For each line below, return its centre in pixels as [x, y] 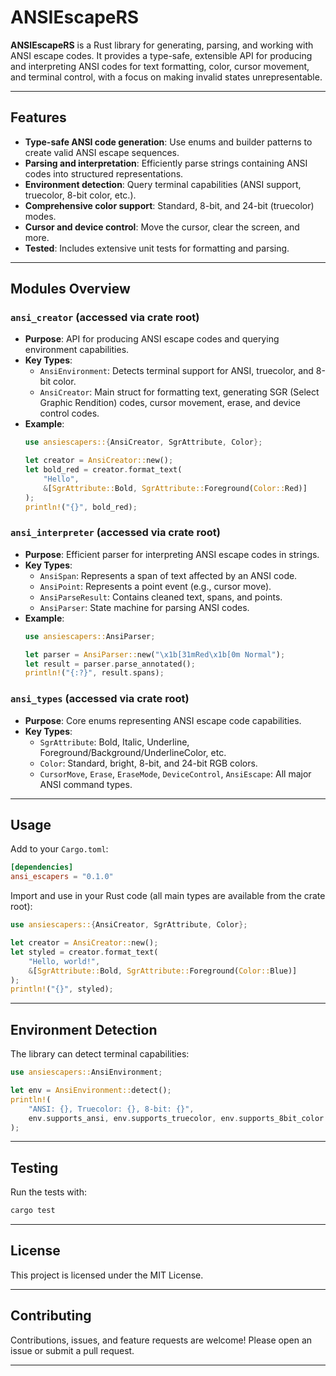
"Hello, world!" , [64, 961]
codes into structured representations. [104, 173]
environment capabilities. [77, 350]
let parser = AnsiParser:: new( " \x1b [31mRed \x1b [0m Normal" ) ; [155, 654]
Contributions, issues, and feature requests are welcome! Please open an [161, 1340]
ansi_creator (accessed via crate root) [105, 318]
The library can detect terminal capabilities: [100, 1054]
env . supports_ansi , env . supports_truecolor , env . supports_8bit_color [176, 1118]
